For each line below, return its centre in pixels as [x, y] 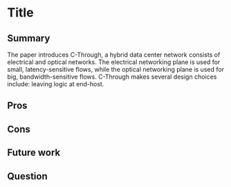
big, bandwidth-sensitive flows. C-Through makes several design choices [112, 77]
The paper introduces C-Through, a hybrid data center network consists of [114, 55]
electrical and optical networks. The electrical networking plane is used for [114, 62]
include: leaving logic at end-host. [56, 84]
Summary [29, 38]
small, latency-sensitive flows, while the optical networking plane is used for [116, 69]
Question [27, 176]
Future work [34, 153]
